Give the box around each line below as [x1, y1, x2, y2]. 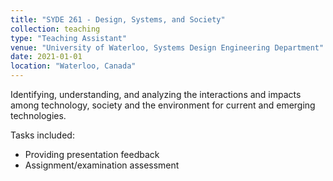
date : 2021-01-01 [10, 52, 83, 62]
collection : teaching [10, 24, 101, 34]
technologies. [10, 110, 67, 121]
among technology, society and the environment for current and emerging [10, 99, 316, 111]
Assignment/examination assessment [24, 159, 180, 171]
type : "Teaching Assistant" [10, 33, 128, 43]
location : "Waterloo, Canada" [10, 61, 137, 71]
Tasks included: [10, 129, 75, 141]
